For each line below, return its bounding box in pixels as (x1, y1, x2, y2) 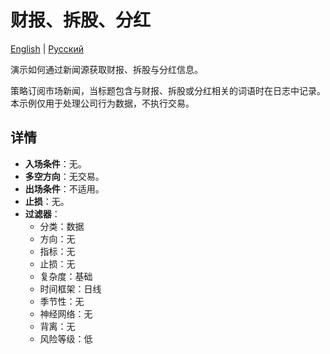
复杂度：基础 (39, 270, 93, 282)
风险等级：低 (39, 332, 93, 345)
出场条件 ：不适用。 (24, 182, 105, 195)
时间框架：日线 (39, 282, 102, 295)
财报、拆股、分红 (10, 9, 152, 32)
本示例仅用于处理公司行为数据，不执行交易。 (10, 97, 195, 109)
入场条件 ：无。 (24, 157, 87, 170)
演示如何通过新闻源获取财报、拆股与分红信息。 (10, 63, 203, 75)
